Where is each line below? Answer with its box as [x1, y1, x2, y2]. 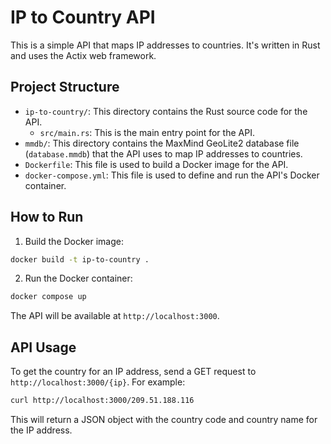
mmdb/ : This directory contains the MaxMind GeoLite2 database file [24, 137, 300, 149]
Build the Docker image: [24, 235, 125, 247]
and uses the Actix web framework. [10, 49, 157, 61]
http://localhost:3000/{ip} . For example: [10, 376, 186, 388]
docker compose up [10, 292, 87, 302]
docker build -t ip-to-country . [10, 254, 150, 265]
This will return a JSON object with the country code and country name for [10, 414, 318, 425]
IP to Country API [10, 6, 156, 29]
